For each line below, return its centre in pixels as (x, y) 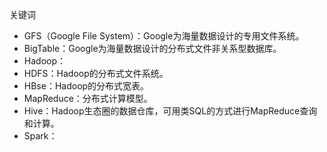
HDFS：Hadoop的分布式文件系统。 (96, 73)
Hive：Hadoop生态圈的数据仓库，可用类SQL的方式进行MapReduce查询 (170, 111)
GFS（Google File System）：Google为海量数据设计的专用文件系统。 (164, 36)
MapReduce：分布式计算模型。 (88, 98)
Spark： (40, 136)
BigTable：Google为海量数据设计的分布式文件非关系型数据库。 (152, 48)
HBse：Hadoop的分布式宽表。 (86, 86)
